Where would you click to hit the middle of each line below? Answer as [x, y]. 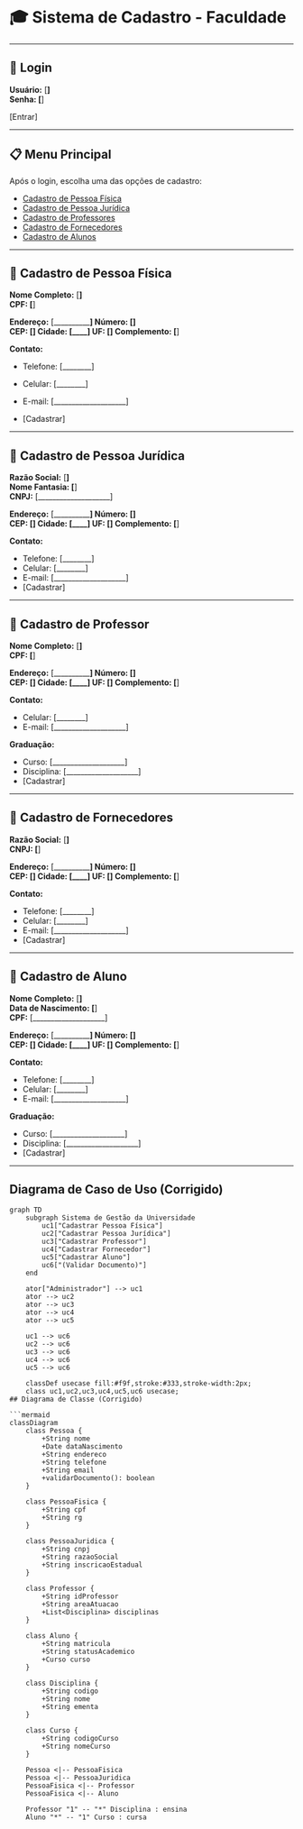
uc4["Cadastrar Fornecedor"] [96, 1249]
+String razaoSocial [80, 1557]
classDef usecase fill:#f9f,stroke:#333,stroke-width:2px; [139, 1384]
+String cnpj [66, 1550]
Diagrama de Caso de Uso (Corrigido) [116, 1189]
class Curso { [52, 1731]
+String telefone [74, 1463]
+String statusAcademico [88, 1652]
